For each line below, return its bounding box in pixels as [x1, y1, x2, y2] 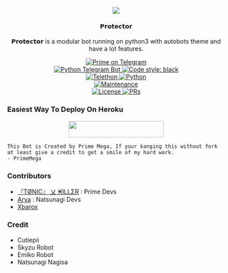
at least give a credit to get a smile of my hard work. [7, 149, 175, 156]
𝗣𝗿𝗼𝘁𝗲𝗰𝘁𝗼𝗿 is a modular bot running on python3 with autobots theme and [11, 37, 221, 46]
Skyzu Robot [17, 243, 54, 252]
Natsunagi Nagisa [17, 258, 68, 266]
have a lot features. [88, 45, 144, 53]
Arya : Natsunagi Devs [17, 196, 82, 204]
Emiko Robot [17, 250, 54, 258]
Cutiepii [17, 236, 39, 244]
